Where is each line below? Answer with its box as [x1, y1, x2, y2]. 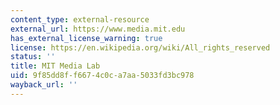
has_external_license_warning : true [10, 33, 163, 43]
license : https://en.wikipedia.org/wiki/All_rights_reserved [10, 42, 271, 53]
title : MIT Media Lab [10, 61, 101, 71]
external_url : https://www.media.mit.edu [10, 24, 186, 34]
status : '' [10, 52, 56, 62]
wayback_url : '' [10, 80, 78, 90]
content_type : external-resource [10, 14, 150, 25]
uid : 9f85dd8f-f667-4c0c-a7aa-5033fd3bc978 [10, 71, 195, 81]
